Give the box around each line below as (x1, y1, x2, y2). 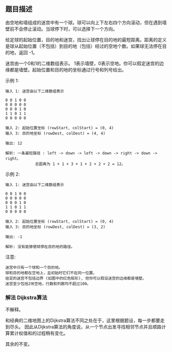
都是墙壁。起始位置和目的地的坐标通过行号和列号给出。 (9, 66, 126, 73)
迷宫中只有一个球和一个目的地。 (5, 265, 63, 270)
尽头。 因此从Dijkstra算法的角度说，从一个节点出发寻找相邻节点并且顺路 (9, 324, 162, 330)
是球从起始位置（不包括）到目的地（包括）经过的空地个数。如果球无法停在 (5, 43, 162, 49)
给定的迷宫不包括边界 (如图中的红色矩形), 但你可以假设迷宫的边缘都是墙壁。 (5, 275, 147, 281)
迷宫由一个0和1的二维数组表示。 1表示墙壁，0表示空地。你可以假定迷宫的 (5, 60, 160, 66)
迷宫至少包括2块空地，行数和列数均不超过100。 (5, 281, 91, 286)
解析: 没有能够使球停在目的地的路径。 (5, 244, 75, 249)
